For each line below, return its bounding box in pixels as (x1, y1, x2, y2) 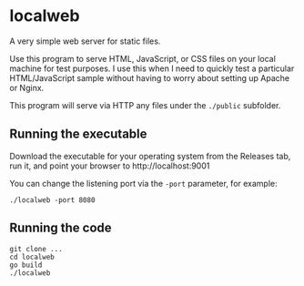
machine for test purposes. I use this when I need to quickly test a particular (9, 63, 295, 74)
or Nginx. (9, 82, 45, 93)
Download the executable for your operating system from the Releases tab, (9, 150, 291, 161)
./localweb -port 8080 (9, 195, 96, 205)
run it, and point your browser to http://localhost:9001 (9, 160, 210, 171)
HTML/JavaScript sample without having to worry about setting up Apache (9, 72, 289, 83)
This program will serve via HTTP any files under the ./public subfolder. (9, 99, 281, 110)
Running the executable (9, 127, 147, 142)
